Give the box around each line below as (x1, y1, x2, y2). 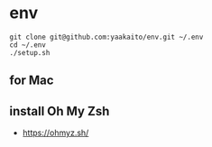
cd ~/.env (9, 40, 47, 50)
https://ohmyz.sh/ (22, 127, 89, 138)
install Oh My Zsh (9, 103, 110, 119)
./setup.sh (9, 48, 51, 57)
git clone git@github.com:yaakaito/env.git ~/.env (9, 32, 204, 41)
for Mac (9, 73, 54, 88)
